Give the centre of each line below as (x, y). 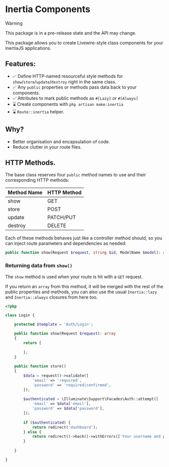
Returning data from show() (39, 265)
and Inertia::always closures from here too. (52, 297)
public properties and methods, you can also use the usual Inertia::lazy (81, 292)
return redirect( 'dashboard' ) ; (65, 427)
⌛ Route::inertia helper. (38, 111)
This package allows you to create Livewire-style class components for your (84, 43)
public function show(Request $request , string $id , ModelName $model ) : (83, 253)
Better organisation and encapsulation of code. (61, 142)
